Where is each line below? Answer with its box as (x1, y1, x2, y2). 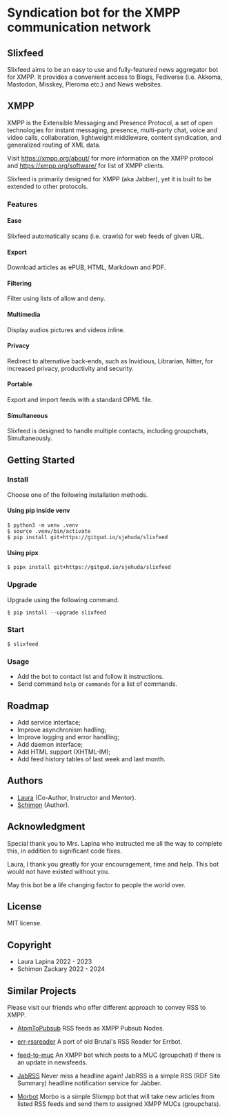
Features (7, 199, 38, 209)
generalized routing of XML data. (7, 140, 101, 149)
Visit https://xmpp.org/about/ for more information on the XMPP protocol (7, 154, 214, 162)
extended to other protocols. (7, 182, 88, 190)
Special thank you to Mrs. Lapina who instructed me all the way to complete (7, 839, 223, 847)
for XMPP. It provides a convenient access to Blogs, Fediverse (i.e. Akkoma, (7, 73, 223, 81)
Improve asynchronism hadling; (17, 725, 107, 734)
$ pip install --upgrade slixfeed (7, 609, 107, 616)
